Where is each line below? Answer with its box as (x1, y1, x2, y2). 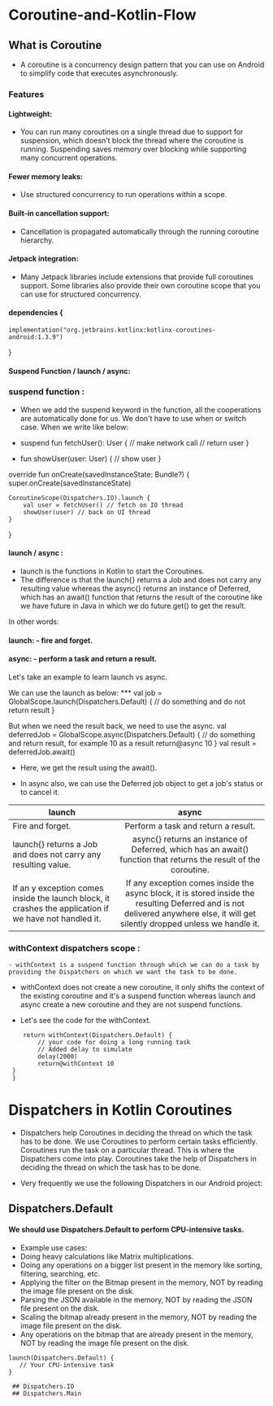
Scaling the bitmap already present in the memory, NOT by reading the (19, 1312, 258, 1321)
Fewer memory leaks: (8, 171, 84, 181)
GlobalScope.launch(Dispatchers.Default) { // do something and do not (8, 696, 246, 706)
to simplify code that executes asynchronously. (19, 68, 179, 78)
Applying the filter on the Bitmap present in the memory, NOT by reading (19, 1277, 263, 1287)
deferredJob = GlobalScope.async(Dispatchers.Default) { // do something (8, 729, 256, 739)
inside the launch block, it (12, 892, 110, 903)
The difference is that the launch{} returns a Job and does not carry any (19, 575, 262, 585)
